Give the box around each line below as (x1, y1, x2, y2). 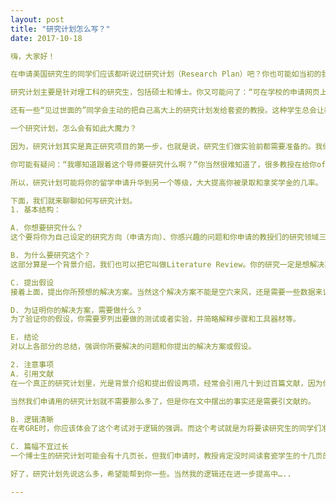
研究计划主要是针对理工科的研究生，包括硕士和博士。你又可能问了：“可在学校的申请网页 (10, 87, 320, 98)
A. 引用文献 (10, 369, 55, 379)
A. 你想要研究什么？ (10, 223, 84, 233)
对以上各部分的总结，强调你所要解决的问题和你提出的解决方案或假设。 (10, 342, 257, 352)
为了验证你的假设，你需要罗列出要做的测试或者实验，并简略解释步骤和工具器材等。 (10, 314, 301, 325)
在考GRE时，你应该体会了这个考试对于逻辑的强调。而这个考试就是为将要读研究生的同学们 (10, 424, 322, 434)
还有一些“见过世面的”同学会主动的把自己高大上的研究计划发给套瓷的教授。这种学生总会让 (10, 106, 325, 116)
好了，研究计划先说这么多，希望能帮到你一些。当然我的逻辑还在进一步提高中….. (10, 469, 292, 479)
